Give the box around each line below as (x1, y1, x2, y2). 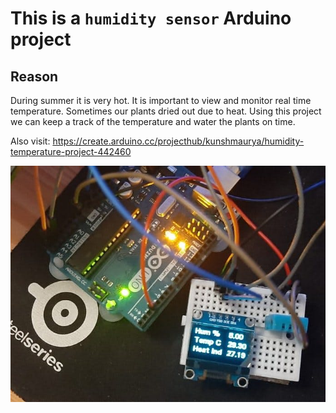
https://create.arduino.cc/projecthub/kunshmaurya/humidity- (52, 135, 305, 147)
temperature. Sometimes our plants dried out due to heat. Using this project (10, 105, 322, 117)
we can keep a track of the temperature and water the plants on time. (10, 116, 296, 127)
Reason (10, 68, 59, 85)
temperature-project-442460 (10, 146, 132, 157)
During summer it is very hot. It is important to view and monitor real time (10, 95, 312, 106)
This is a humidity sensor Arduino (10, 7, 292, 30)
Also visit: (10, 135, 51, 147)
